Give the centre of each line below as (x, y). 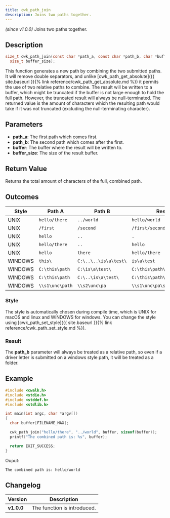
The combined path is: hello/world (43, 470)
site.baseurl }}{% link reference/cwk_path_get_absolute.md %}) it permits (82, 82)
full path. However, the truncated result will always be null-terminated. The (83, 98)
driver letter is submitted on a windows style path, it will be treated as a (79, 357)
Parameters (24, 125)
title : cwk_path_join (28, 10)
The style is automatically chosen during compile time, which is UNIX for (81, 311)
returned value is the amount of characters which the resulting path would (82, 103)
